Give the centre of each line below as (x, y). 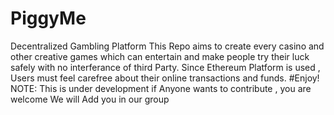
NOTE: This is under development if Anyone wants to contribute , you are (161, 88)
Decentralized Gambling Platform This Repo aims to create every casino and (167, 46)
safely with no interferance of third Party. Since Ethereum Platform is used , (165, 67)
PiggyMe (48, 18)
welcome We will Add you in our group (90, 99)
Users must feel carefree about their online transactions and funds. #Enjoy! (165, 78)
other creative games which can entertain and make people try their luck (160, 56)
